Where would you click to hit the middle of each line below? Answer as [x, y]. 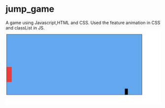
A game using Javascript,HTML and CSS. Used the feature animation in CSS [83, 23]
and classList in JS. [25, 27]
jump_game [30, 9]
